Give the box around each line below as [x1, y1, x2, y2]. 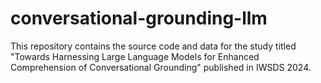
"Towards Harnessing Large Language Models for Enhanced [10, 50, 260, 62]
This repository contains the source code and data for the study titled [10, 40, 297, 52]
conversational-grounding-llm [10, 7, 268, 30]
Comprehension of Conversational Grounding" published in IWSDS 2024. [10, 61, 312, 73]
